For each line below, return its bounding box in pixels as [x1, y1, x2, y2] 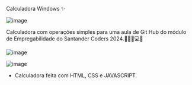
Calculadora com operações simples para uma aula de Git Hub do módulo [6, 29, 187, 35]
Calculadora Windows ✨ [6, 5, 66, 12]
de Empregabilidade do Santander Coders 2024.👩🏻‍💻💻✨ [6, 35, 143, 42]
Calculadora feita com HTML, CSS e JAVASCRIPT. [14, 72, 137, 79]
